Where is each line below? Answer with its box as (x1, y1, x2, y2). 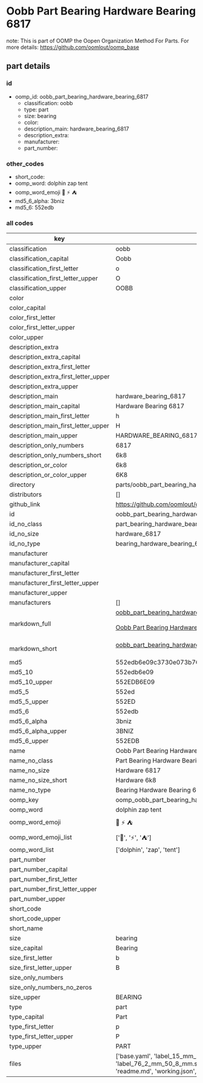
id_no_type (9, 539, 40, 548)
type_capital (9, 1013, 44, 1021)
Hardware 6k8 (115, 776, 156, 784)
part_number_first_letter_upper (9, 885, 97, 893)
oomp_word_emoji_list (9, 833, 72, 842)
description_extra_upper (9, 382, 79, 391)
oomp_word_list (9, 845, 54, 854)
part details (6, 61, 51, 71)
